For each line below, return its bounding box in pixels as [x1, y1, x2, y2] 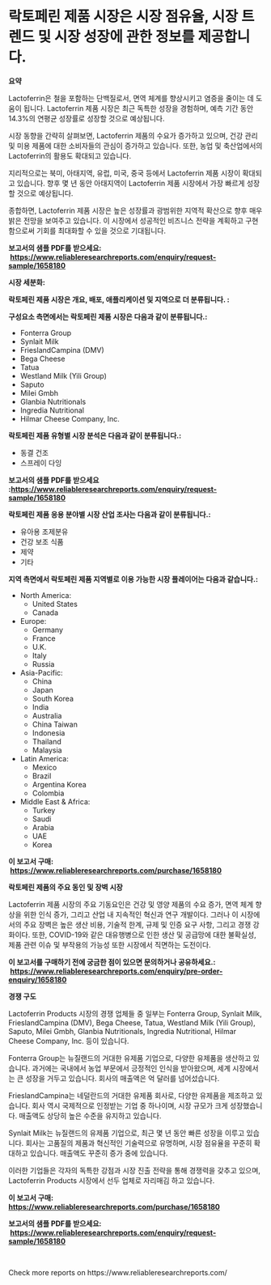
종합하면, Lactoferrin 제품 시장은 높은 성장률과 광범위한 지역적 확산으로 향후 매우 [8, 206, 263, 215]
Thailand [32, 736, 62, 746]
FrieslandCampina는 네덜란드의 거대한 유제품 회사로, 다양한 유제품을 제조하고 [8, 1090, 255, 1101]
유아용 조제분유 [19, 527, 69, 536]
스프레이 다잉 [19, 458, 62, 468]
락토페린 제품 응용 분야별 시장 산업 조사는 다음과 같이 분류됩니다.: [8, 509, 211, 519]
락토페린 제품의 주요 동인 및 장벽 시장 [8, 882, 123, 892]
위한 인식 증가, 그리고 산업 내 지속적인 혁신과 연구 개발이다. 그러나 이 [23, 910, 239, 919]
